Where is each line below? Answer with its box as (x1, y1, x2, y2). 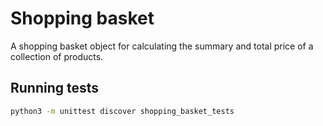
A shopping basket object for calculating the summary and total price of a (10, 40, 314, 52)
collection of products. (10, 50, 104, 62)
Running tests (10, 80, 100, 97)
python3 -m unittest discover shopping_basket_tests (10, 106, 235, 116)
